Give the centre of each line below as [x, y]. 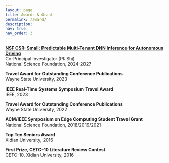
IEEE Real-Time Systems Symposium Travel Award [59, 89]
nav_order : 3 [19, 33]
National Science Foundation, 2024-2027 [48, 64]
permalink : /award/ [26, 19]
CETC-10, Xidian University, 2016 [40, 155]
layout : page [19, 10]
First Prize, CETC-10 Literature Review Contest [55, 150]
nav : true [16, 29]
